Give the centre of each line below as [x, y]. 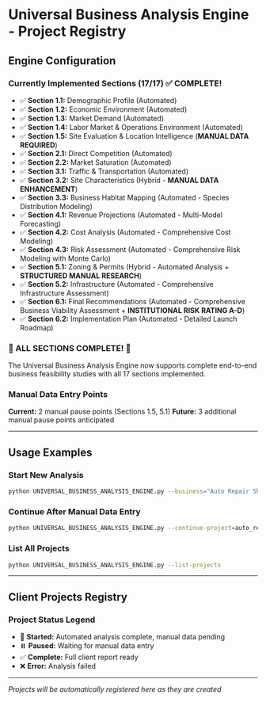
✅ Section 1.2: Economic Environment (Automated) [103, 109]
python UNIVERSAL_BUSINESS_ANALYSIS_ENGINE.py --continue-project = [122, 528]
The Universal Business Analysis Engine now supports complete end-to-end [133, 365]
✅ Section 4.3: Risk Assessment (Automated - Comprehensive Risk [130, 249]
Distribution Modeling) [56, 206]
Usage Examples [50, 452]
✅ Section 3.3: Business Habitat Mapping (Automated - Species [124, 197]
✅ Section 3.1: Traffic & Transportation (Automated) [104, 171]
